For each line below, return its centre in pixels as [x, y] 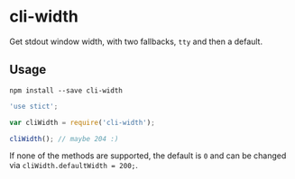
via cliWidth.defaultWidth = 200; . [74, 166]
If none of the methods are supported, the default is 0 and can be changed [148, 156]
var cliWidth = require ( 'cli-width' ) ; [82, 122]
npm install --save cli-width [66, 90]
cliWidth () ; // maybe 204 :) [64, 139]
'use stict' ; [34, 106]
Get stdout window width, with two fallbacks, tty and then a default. [136, 41]
